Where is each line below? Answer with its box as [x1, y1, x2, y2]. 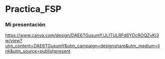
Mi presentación [5, 21, 46, 28]
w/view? [5, 38, 22, 44]
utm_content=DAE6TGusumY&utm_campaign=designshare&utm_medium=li [5, 43, 161, 49]
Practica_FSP [5, 3, 61, 15]
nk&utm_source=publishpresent [5, 48, 71, 54]
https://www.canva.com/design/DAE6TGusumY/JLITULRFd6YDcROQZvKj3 [5, 32, 160, 38]
